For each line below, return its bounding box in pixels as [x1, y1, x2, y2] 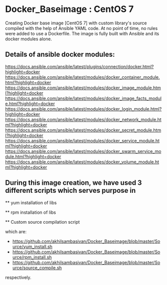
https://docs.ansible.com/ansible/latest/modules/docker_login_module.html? [5, 106, 162, 112]
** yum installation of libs [5, 199, 57, 205]
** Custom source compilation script [5, 219, 80, 225]
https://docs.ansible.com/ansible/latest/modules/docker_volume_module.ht [5, 158, 160, 165]
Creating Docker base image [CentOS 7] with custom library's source [5, 20, 147, 26]
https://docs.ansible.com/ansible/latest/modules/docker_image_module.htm [5, 85, 162, 91]
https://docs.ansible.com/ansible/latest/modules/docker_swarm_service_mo [5, 148, 162, 154]
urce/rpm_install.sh [12, 254, 52, 260]
